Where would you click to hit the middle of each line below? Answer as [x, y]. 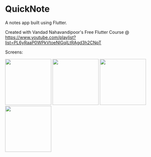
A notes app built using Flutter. [36, 23]
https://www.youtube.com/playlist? [41, 37]
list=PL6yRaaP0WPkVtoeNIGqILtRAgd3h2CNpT [53, 42]
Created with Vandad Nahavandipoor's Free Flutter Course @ [67, 32]
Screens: [14, 52]
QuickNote [28, 9]
